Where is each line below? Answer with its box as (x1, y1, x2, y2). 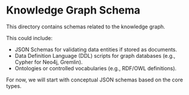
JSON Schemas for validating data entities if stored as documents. (14, 45, 178, 53)
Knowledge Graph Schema (6, 4, 140, 17)
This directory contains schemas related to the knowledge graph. (6, 23, 166, 30)
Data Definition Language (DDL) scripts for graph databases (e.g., (14, 52, 176, 59)
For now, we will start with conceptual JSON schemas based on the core (6, 76, 184, 83)
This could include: (6, 34, 53, 41)
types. (6, 82, 22, 89)
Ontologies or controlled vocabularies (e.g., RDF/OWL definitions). (14, 64, 177, 71)
